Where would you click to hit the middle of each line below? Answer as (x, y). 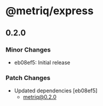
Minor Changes (28, 50)
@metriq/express (50, 11)
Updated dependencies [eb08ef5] (56, 91)
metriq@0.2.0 (40, 97)
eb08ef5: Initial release (42, 62)
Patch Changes (28, 78)
